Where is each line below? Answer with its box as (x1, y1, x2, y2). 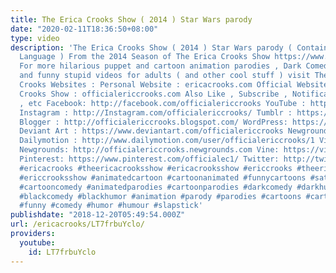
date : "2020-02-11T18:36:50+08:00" (10, 24, 159, 34)
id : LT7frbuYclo (28, 247, 97, 257)
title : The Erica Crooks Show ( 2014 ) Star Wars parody (10, 14, 253, 25)
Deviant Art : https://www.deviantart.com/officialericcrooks (19, 126, 284, 136)
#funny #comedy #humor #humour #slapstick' (19, 201, 203, 211)
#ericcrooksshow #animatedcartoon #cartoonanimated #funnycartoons (19, 172, 307, 183)
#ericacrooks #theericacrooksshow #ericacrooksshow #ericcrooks (19, 163, 293, 173)
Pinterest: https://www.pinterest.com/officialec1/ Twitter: (19, 154, 280, 164)
